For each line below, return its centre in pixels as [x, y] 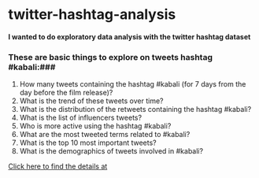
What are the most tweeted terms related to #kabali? [105, 135]
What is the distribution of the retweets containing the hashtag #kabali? [135, 109]
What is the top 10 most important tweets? [88, 143]
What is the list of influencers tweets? [81, 118]
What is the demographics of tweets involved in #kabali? [111, 151]
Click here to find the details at [58, 166]
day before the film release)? [66, 93]
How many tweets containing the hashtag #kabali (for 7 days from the [133, 84]
